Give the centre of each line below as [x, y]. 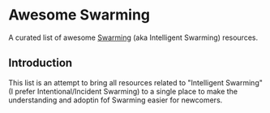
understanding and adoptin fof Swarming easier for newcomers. [116, 100]
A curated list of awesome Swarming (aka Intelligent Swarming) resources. [133, 37]
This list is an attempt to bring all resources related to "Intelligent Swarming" [136, 82]
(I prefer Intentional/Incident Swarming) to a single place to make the [123, 91]
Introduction [41, 63]
